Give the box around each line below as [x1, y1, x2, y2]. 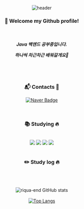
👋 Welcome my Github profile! [4, 17, 79, 24]
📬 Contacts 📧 [24, 84, 59, 91]
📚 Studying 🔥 [24, 121, 59, 128]
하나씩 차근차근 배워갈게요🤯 [15, 52, 69, 58]
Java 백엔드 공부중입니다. [16, 41, 67, 47]
